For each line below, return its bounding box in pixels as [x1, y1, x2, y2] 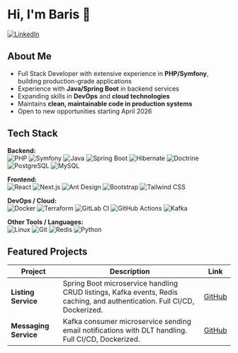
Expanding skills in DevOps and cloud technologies [17, 91, 170, 100]
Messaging [11, 321, 50, 331]
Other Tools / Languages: [7, 218, 84, 226]
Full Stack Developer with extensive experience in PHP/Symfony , [17, 69, 209, 77]
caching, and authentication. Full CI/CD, [62, 296, 195, 306]
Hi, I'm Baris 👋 [7, 6, 91, 23]
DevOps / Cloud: [7, 196, 57, 205]
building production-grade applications [17, 77, 132, 85]
